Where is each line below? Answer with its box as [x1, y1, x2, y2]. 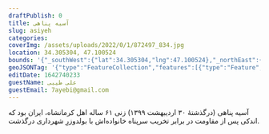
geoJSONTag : [8, 64, 48, 72]
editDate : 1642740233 [8, 71, 81, 79]
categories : [8, 33, 48, 42]
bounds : [8, 57, 34, 65]
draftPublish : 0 [8, 11, 62, 20]
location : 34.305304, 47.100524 [8, 49, 116, 57]
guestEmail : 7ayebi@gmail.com [8, 85, 110, 94]
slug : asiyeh [8, 26, 52, 34]
